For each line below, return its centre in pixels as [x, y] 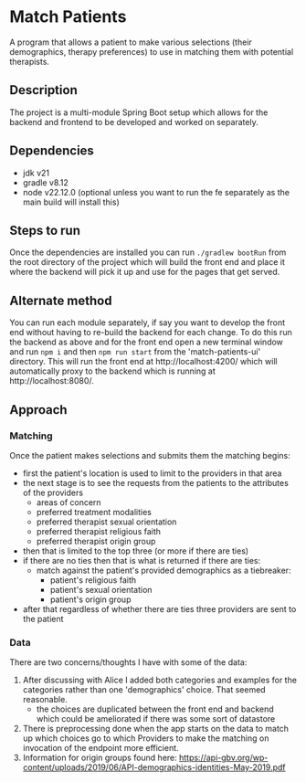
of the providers [53, 492]
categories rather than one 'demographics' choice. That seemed [144, 690]
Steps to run [45, 230]
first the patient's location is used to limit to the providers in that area [152, 473]
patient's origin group [90, 599]
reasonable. [45, 700]
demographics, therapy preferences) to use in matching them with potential [152, 51]
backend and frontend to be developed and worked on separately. [134, 122]
